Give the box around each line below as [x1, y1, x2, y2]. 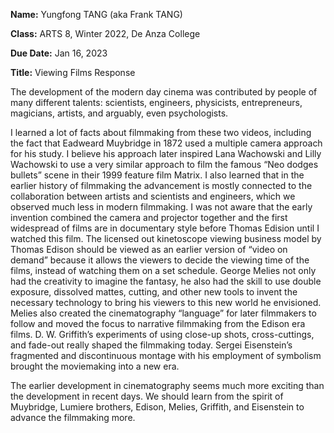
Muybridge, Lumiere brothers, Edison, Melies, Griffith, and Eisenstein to [10, 401, 305, 413]
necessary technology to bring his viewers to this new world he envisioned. [10, 297, 322, 308]
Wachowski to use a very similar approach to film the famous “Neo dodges [10, 159, 319, 170]
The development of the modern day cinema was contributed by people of [10, 86, 318, 98]
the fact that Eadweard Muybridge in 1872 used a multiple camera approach [10, 137, 323, 149]
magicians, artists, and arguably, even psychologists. [10, 107, 229, 119]
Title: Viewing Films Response [10, 67, 136, 78]
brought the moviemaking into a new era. [10, 360, 180, 372]
